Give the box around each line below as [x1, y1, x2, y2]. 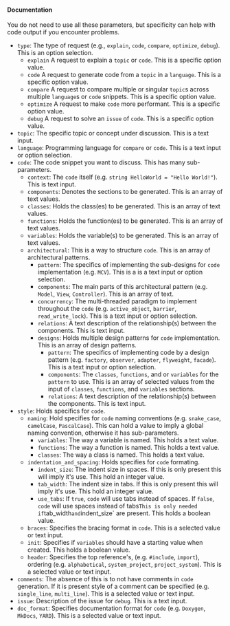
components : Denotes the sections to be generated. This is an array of [27, 188, 223, 196]
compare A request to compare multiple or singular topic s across [27, 85, 209, 94]
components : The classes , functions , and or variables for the [47, 370, 219, 378]
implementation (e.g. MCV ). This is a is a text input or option [37, 268, 203, 277]
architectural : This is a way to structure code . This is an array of [27, 246, 211, 255]
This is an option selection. [16, 49, 93, 57]
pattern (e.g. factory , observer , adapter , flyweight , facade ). [47, 356, 216, 364]
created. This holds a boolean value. [27, 546, 130, 554]
